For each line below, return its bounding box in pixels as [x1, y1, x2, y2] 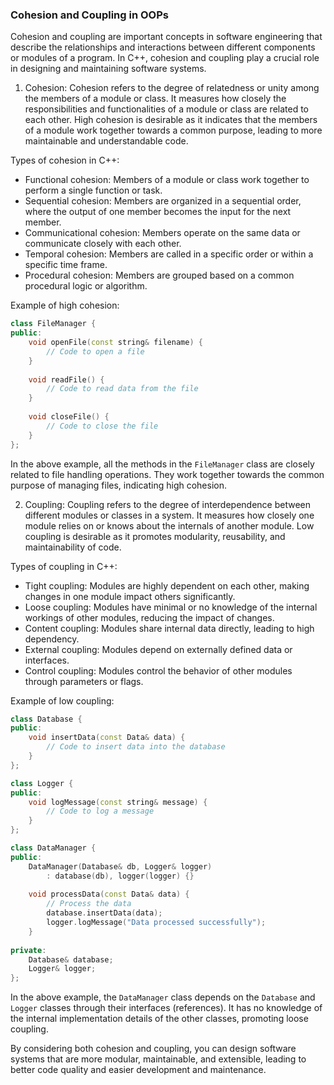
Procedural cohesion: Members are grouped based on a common [24, 269, 295, 282]
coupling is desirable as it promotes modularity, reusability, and [24, 530, 286, 542]
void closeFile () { [28, 412, 110, 422]
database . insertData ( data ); [46, 908, 163, 918]
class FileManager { [10, 319, 97, 329]
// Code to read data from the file [46, 384, 199, 394]
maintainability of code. [24, 541, 122, 553]
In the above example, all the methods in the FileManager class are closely [10, 458, 315, 470]
